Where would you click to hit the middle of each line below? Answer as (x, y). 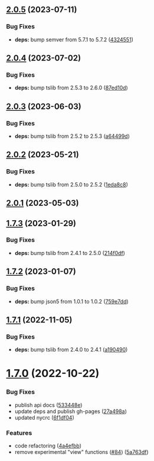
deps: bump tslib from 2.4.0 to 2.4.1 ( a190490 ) (71, 350)
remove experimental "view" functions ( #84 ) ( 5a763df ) (81, 452)
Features (19, 433)
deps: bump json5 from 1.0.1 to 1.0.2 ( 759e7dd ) (71, 301)
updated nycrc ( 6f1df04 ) (45, 417)
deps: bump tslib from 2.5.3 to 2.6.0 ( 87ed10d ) (71, 88)
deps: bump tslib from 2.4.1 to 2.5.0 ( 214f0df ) (70, 253)
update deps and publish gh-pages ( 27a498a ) (71, 411)
